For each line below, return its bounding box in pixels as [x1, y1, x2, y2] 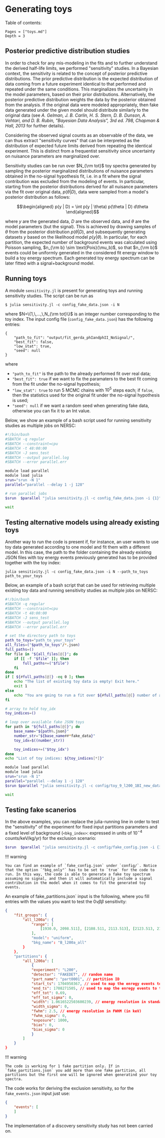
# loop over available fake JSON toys [5, 720, 84, 725]
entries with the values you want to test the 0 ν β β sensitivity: [5, 898, 127, 904]
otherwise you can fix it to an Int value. [12, 408, 91, 414]
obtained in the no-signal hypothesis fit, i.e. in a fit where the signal [5, 173, 141, 179]
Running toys [5, 275, 47, 283]
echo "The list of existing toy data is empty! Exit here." [14, 679, 139, 684]
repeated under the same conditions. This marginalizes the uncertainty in [5, 86, 153, 92]
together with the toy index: [5, 560, 61, 566]
